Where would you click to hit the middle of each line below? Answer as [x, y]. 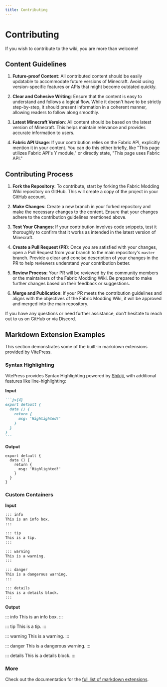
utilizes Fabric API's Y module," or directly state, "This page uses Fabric [86, 153]
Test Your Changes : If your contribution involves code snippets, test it [84, 227]
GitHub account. [29, 197]
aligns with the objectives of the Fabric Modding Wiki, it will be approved [87, 299]
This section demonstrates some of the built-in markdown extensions [77, 347]
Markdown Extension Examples [55, 334]
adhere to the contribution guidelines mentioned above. [69, 217]
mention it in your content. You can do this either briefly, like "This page [86, 148]
